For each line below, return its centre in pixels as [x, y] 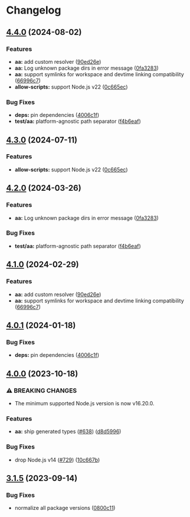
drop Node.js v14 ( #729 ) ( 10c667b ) [57, 460]
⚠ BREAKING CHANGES [42, 391]
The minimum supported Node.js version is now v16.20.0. [84, 403]
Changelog [34, 10]
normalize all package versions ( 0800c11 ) [65, 508]
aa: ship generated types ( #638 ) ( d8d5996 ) [68, 431]
